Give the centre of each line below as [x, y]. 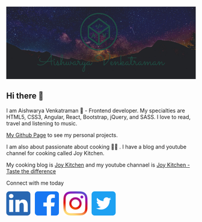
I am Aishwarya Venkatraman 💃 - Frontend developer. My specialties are [96, 110]
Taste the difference [31, 171]
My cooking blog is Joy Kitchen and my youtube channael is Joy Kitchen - [98, 165]
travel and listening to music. [42, 123]
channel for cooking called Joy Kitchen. [55, 153]
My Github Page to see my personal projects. [62, 135]
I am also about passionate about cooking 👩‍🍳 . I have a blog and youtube [96, 147]
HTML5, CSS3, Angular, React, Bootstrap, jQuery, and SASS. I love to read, [99, 117]
